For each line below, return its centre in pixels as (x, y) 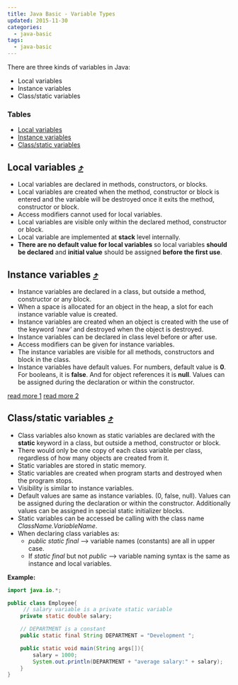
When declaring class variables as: (68, 533)
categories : (25, 27)
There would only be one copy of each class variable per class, (110, 450)
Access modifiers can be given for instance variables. (96, 344)
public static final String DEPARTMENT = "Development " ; (107, 636)
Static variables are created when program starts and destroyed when (120, 473)
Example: (22, 577)
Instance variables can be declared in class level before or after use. (117, 336)
